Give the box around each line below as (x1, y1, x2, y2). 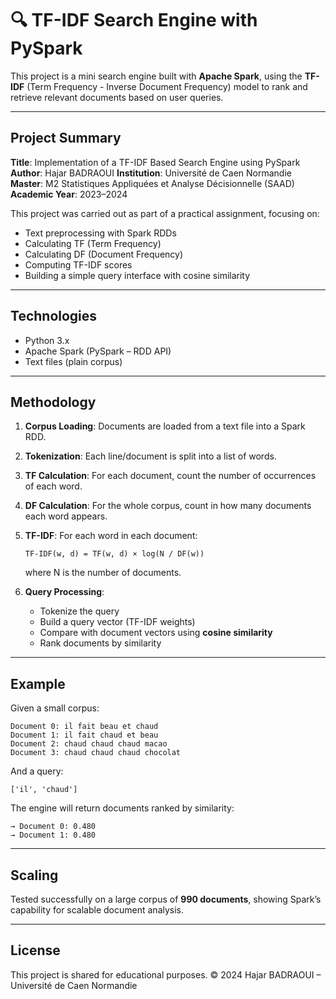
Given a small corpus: (10, 702, 100, 714)
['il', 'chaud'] (10, 785, 78, 795)
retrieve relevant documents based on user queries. (10, 91, 224, 103)
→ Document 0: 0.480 (10, 822, 97, 832)
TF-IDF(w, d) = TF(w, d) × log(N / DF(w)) (24, 549, 205, 559)
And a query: (10, 765, 64, 777)
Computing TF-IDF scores (24, 258, 133, 271)
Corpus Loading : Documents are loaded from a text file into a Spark (24, 420, 306, 432)
